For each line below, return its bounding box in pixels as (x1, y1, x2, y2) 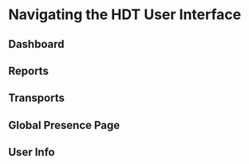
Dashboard (8, 37, 65, 51)
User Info (8, 146, 55, 159)
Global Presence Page (8, 118, 121, 132)
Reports (8, 64, 49, 77)
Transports (8, 92, 65, 105)
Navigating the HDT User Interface (8, 6, 242, 24)
